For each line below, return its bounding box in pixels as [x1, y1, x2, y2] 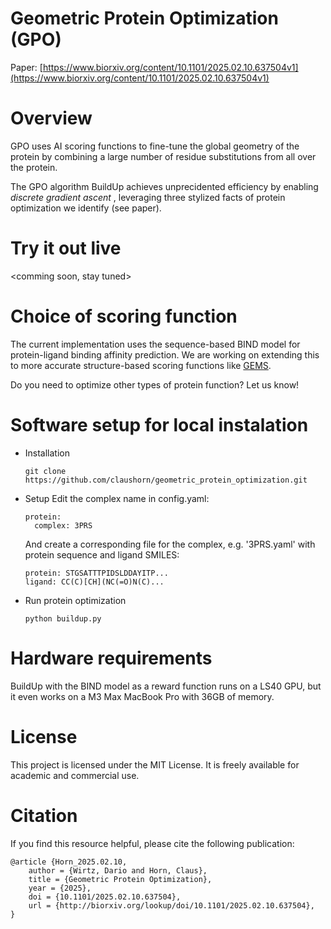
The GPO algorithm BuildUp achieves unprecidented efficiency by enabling [10, 180, 319, 192]
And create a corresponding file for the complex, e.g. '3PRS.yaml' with [24, 538, 316, 550]
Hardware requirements [10, 647, 213, 669]
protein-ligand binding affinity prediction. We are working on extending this [10, 348, 320, 361]
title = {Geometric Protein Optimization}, [28, 874, 213, 884]
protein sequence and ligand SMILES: [24, 548, 180, 561]
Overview [10, 107, 93, 130]
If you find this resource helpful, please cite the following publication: [10, 837, 295, 849]
